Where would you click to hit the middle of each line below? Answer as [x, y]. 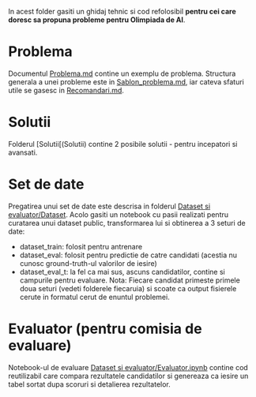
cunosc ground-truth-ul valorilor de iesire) [88, 263]
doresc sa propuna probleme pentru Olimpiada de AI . [97, 20]
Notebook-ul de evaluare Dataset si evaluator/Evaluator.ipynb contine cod [128, 367]
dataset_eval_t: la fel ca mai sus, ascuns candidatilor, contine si [122, 272]
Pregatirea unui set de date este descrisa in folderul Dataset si [109, 206]
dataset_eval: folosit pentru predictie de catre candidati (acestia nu [128, 255]
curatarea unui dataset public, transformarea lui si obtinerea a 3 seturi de [127, 223]
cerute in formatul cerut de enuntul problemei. [94, 297]
